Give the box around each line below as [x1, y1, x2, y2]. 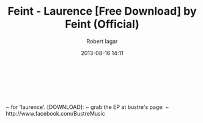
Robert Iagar [86, 37, 118, 45]
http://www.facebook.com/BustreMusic [6, 110, 105, 117]
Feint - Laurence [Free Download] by [7, 4, 197, 18]
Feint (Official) [64, 17, 140, 31]
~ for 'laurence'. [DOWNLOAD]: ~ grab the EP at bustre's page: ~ [6, 103, 169, 111]
